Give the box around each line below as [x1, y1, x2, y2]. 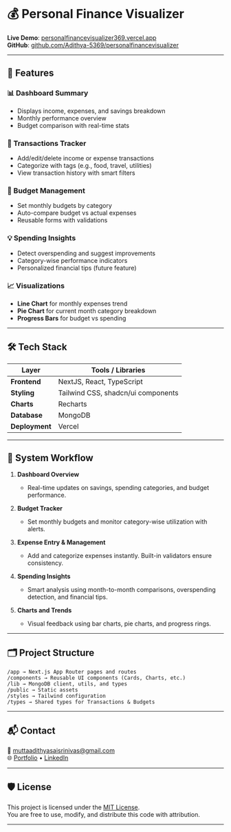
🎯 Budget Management [7, 186, 86, 195]
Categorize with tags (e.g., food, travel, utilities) [16, 161, 153, 169]
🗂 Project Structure [7, 647, 95, 659]
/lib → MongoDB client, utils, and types [7, 681, 128, 687]
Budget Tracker [16, 504, 63, 513]
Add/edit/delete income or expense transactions [16, 153, 155, 162]
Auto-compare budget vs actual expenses [16, 209, 137, 217]
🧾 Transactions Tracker [7, 138, 87, 148]
